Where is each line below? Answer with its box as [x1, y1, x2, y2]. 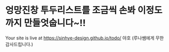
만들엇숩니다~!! [24, 17, 86, 29]
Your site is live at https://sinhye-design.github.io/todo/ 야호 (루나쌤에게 [5, 35, 155, 41]
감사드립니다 [5, 41, 31, 47]
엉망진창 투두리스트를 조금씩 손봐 [5, 5, 136, 16]
